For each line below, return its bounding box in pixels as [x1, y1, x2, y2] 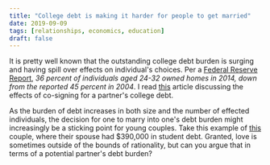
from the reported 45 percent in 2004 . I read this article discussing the [9, 82, 244, 92]
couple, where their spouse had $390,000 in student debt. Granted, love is [9, 132, 257, 142]
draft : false [9, 34, 53, 43]
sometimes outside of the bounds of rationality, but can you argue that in [9, 140, 251, 150]
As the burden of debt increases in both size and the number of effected [9, 106, 250, 116]
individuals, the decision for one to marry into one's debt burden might [9, 114, 243, 125]
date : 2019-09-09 [9, 19, 68, 27]
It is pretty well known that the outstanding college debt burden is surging [9, 56, 255, 66]
